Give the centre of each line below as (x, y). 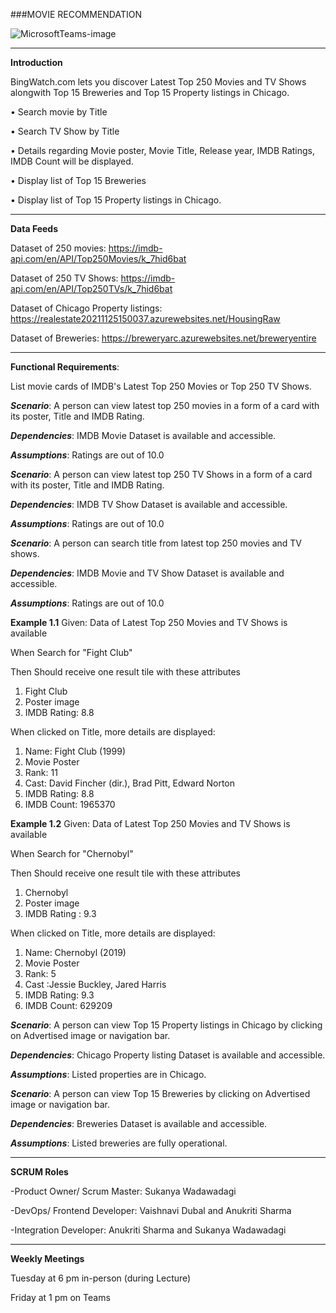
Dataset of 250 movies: (58, 248)
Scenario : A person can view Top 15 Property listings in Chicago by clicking (166, 1025)
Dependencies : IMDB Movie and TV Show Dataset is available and (147, 573)
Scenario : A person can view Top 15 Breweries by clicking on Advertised (160, 1093)
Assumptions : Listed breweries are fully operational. (119, 1143)
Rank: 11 (41, 772)
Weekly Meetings (47, 1258)
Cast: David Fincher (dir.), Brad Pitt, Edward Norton (130, 783)
